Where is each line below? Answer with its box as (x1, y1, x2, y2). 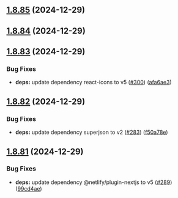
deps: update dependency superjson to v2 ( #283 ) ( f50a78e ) (15, 128, 168, 136)
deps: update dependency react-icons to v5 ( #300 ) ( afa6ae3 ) (15, 79, 172, 86)
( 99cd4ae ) (15, 185, 42, 192)
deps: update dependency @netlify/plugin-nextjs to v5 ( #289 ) (15, 178, 172, 186)
